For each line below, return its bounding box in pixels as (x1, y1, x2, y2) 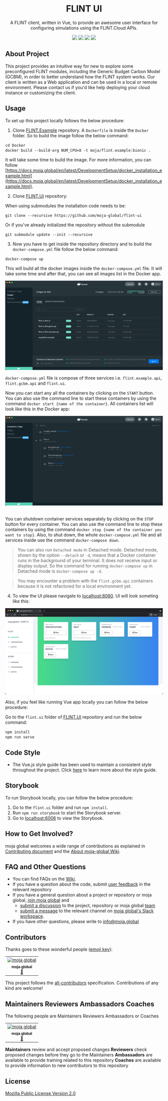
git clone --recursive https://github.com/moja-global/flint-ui (5, 213, 142, 218)
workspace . (19, 913, 44, 919)
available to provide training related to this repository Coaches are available (5, 1057, 161, 1063)
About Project (5, 50, 49, 58)
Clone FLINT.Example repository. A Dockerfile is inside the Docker (12, 127, 149, 133)
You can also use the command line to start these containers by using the (5, 395, 156, 401)
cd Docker (5, 143, 26, 148)
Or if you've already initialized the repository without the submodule (5, 221, 145, 228)
